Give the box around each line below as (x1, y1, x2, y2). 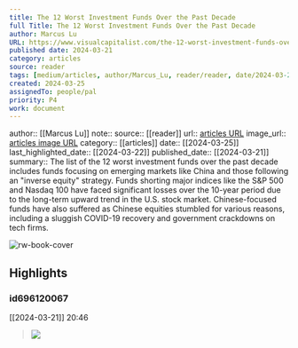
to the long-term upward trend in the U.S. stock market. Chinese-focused (9, 194, 278, 205)
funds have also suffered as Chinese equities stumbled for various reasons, (9, 203, 286, 214)
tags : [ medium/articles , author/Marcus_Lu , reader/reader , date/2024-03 (9, 71, 284, 80)
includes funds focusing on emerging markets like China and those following (9, 166, 289, 177)
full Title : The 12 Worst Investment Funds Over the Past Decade (9, 21, 255, 30)
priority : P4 (9, 95, 58, 105)
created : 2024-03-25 (9, 79, 86, 88)
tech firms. (9, 223, 49, 233)
